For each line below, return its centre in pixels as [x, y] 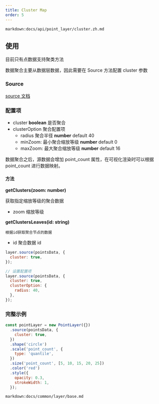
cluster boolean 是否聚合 [39, 122]
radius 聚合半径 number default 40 [57, 135]
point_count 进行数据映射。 [34, 166]
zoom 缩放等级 [28, 212]
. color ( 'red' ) [25, 368]
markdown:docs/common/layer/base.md [44, 397]
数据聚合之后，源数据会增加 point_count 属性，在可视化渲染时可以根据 [79, 159]
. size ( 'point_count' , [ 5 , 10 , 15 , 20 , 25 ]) [57, 363]
